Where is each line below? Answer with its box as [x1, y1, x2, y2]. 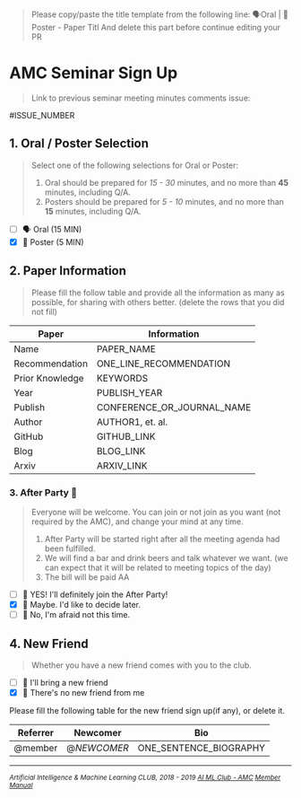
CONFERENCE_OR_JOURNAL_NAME [96, 400, 252, 413]
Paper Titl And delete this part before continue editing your [63, 22, 280, 32]
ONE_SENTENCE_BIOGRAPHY [137, 741, 266, 754]
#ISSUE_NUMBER [9, 110, 75, 120]
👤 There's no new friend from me [21, 687, 145, 697]
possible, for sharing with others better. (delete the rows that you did [30, 296, 285, 307]
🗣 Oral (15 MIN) [21, 224, 82, 234]
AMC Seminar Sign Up [9, 63, 178, 83]
